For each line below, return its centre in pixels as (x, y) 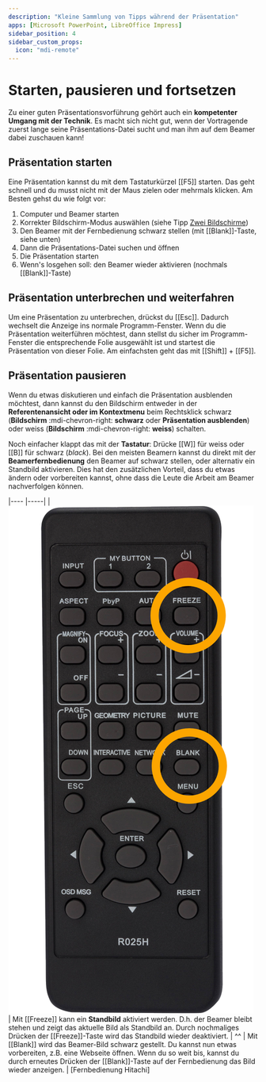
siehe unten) (40, 239)
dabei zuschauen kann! (46, 138)
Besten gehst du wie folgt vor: (57, 198)
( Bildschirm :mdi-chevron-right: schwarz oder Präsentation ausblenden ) (129, 420)
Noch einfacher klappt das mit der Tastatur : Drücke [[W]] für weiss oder (126, 443)
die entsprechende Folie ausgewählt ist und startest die (125, 342)
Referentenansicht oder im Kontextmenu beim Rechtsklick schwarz (120, 412)
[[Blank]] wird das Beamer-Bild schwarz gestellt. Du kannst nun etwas (123, 1044)
